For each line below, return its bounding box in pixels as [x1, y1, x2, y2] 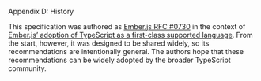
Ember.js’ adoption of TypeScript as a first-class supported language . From [8, 31, 253, 39]
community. [8, 64, 47, 73]
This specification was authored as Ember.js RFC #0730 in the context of [8, 22, 246, 31]
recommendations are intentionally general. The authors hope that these [8, 47, 244, 56]
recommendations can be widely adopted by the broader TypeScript [8, 55, 231, 64]
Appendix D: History [8, 7, 74, 16]
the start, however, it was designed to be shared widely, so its [8, 39, 210, 48]
